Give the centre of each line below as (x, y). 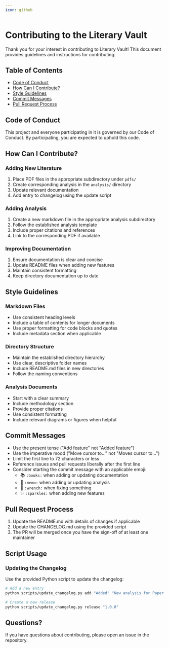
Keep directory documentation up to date (55, 276)
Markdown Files (25, 306)
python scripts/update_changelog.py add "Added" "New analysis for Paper (85, 593)
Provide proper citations (38, 409)
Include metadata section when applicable (57, 334)
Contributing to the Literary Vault (76, 35)
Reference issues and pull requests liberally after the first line (76, 464)
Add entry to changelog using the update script (62, 195)
